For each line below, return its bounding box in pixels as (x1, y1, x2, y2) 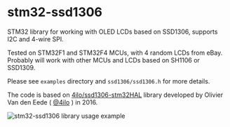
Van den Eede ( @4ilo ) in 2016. (7, 98, 98, 106)
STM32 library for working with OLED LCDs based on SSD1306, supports (7, 27, 218, 36)
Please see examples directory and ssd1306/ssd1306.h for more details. (7, 76, 210, 85)
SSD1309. (7, 63, 36, 72)
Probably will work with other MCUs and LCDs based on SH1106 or (7, 55, 200, 64)
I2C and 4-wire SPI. (7, 34, 65, 43)
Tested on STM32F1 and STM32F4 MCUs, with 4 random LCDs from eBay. (7, 48, 223, 57)
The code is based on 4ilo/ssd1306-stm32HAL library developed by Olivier (7, 91, 223, 99)
